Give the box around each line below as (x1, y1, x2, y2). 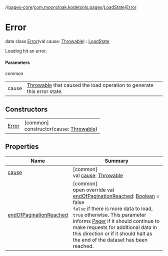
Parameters (5, 59, 30, 65)
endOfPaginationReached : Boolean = (72, 192, 160, 199)
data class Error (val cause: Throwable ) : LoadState (5, 38, 110, 44)
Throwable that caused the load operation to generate (26, 82, 154, 89)
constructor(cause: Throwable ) (24, 125, 97, 132)
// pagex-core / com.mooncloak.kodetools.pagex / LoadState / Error (5, 4, 136, 10)
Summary (104, 157, 128, 164)
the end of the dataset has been (72, 236, 148, 243)
